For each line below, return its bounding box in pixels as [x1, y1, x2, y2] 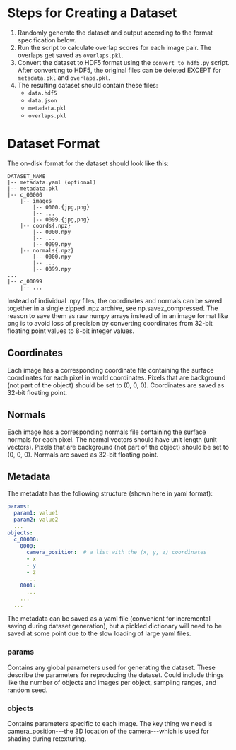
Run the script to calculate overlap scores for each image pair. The [17, 43, 212, 52]
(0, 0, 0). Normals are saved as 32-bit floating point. [7, 450, 159, 459]
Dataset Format [7, 136, 100, 152]
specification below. [17, 35, 76, 44]
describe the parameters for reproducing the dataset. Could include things [7, 670, 224, 679]
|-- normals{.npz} [20, 247, 74, 254]
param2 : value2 [13, 516, 59, 524]
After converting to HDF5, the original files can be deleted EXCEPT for [17, 66, 221, 74]
